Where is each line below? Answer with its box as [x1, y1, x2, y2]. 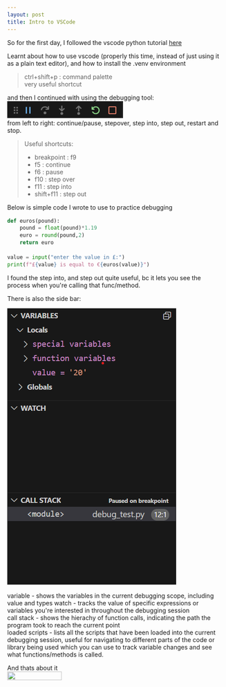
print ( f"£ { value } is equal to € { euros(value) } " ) [7, 261, 150, 268]
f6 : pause [34, 167, 64, 176]
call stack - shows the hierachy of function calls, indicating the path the [7, 613, 211, 622]
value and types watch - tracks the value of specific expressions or [7, 598, 199, 607]
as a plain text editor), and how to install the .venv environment [7, 59, 187, 67]
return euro [19, 239, 54, 246]
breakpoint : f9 [34, 153, 77, 161]
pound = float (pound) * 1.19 [19, 225, 97, 232]
